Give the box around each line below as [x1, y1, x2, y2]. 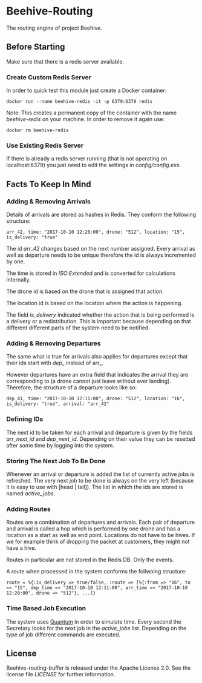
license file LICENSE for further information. [6, 671, 116, 678]
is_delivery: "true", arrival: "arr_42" [6, 401, 110, 407]
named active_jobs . [6, 489, 56, 497]
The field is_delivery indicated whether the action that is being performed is [6, 311, 195, 318]
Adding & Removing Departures [6, 339, 101, 348]
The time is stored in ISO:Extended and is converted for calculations [6, 269, 176, 277]
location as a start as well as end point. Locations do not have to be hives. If [6, 532, 195, 539]
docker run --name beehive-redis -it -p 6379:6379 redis [6, 99, 153, 105]
